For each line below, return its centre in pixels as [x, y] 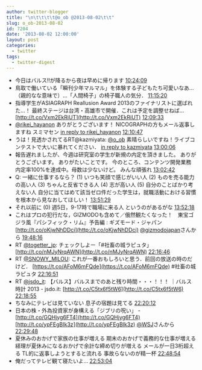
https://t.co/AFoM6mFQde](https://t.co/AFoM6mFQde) [102, 266]
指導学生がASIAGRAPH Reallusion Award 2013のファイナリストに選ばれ [104, 102]
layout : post [23, 40]
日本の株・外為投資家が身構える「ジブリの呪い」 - [77, 310]
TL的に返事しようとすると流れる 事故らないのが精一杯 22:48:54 [101, 353]
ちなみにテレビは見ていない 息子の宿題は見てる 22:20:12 [85, 303]
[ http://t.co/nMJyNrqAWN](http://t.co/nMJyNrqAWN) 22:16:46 [93, 251]
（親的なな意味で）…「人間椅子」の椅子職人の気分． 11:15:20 [91, 95]
